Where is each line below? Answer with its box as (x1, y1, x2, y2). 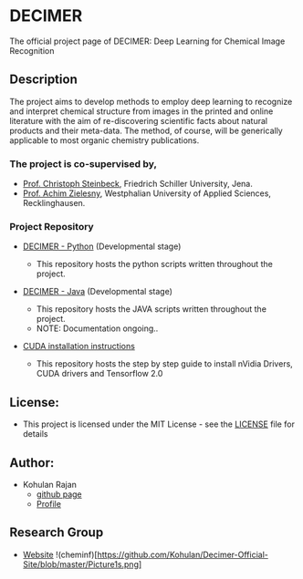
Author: (9, 455, 55, 470)
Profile (36, 498, 62, 509)
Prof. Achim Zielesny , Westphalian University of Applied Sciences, (22, 188, 272, 199)
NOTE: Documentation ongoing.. (36, 323, 159, 334)
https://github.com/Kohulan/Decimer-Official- (97, 549, 269, 560)
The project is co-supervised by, (9, 157, 158, 170)
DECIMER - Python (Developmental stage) (22, 241, 182, 252)
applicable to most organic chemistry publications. (9, 134, 200, 146)
